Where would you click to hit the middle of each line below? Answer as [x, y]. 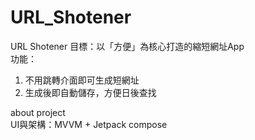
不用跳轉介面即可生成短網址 [82, 80]
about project [38, 112]
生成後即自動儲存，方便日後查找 [90, 92]
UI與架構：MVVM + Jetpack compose [89, 124]
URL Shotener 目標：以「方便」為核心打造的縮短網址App [127, 46]
